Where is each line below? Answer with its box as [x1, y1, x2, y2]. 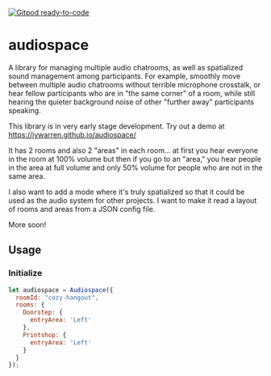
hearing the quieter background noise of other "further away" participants [8, 97, 254, 107]
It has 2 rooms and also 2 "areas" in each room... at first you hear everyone [8, 146, 259, 155]
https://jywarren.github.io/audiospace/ [8, 129, 137, 139]
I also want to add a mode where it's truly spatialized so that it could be [8, 187, 245, 196]
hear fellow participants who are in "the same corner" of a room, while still [8, 88, 256, 98]
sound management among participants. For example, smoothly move [8, 71, 241, 81]
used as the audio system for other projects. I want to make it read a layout [8, 195, 257, 205]
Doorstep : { [23, 308, 63, 317]
